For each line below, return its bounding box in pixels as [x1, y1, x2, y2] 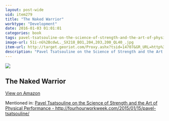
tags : [5, 35, 17, 40]
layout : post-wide [5, 7, 44, 12]
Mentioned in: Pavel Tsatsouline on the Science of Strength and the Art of [5, 100, 157, 106]
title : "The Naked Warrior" [5, 16, 64, 21]
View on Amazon [5, 90, 40, 96]
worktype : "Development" [5, 21, 57, 26]
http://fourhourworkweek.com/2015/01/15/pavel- [55, 105, 156, 111]
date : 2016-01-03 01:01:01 [5, 26, 62, 31]
